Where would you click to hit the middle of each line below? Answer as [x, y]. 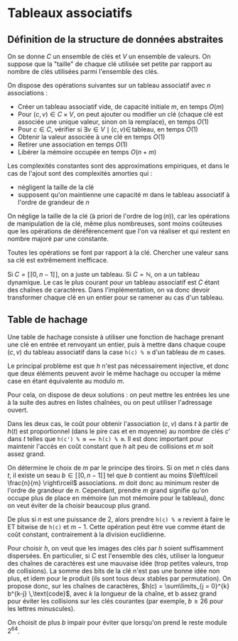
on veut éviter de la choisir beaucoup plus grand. [79, 505]
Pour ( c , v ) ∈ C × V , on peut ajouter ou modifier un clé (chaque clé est [120, 114]
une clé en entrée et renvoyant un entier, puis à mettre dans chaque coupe [117, 344]
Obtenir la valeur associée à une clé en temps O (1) [91, 137]
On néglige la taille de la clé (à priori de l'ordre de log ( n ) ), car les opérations [119, 216]
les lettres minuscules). [42, 608]
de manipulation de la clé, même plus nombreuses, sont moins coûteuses [115, 223]
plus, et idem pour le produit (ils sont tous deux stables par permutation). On [119, 578]
